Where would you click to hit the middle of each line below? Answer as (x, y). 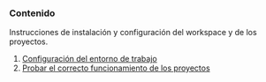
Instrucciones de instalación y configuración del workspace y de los (133, 33)
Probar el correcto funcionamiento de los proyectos (116, 68)
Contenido (32, 13)
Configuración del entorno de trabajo (89, 59)
